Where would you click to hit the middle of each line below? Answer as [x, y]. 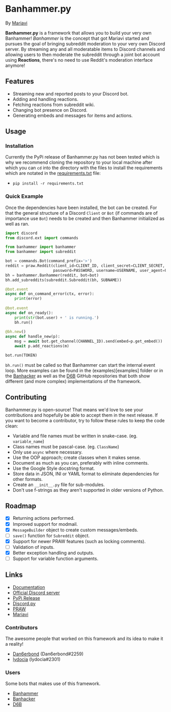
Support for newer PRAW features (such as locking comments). [79, 541]
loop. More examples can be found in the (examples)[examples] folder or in [84, 370]
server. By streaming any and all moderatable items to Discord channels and [85, 49]
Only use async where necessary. [48, 452]
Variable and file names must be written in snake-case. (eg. [75, 436]
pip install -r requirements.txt [48, 184]
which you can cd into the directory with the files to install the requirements [84, 168]
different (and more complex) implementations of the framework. [73, 381]
